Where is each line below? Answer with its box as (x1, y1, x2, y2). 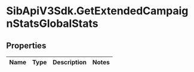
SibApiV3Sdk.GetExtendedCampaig (6, 4, 189, 18)
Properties (6, 40, 47, 51)
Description (53, 58, 87, 66)
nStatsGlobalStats (6, 17, 98, 30)
